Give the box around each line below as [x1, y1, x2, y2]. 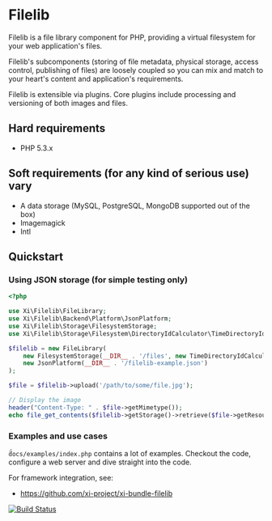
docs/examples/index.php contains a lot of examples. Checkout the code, [8, 448, 251, 458]
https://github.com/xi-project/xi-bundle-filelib [19, 488, 173, 498]
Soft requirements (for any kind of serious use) [8, 167, 249, 180]
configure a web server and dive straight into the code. [8, 457, 192, 467]
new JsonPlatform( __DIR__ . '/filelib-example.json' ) [23, 359, 208, 367]
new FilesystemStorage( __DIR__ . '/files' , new [23, 352, 186, 360]
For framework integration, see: [8, 472, 113, 482]
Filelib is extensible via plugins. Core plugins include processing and [8, 89, 236, 99]
